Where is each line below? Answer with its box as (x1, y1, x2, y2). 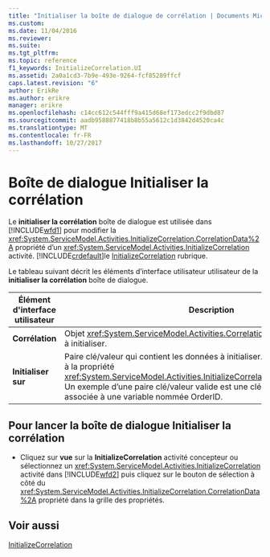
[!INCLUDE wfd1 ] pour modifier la (8, 226, 117, 235)
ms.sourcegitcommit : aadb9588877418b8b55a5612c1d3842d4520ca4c (8, 117, 225, 125)
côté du (19, 478, 46, 488)
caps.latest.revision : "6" (8, 79, 99, 87)
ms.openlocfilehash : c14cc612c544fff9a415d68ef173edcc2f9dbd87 (8, 109, 225, 117)
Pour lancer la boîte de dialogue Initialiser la (8, 419, 231, 432)
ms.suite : (8, 42, 42, 50)
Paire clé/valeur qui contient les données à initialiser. (63, 351, 264, 362)
